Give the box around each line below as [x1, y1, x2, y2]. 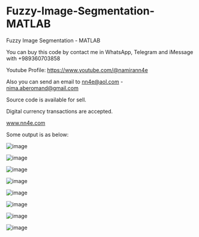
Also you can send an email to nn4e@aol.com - [6, 78, 123, 85]
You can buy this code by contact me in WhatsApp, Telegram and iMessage [6, 48, 194, 55]
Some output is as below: [6, 131, 69, 138]
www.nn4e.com [6, 119, 46, 127]
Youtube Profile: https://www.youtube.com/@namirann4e [6, 66, 148, 73]
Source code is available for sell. [6, 96, 87, 103]
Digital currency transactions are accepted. [6, 107, 113, 115]
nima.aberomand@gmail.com [6, 84, 79, 91]
